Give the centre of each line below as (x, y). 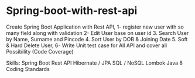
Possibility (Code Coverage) (40, 51)
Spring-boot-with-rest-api (72, 11)
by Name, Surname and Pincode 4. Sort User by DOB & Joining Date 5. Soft (97, 39)
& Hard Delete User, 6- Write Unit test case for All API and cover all (87, 45)
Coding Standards (28, 69)
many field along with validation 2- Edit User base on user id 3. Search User (97, 33)
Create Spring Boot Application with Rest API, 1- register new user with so (95, 27)
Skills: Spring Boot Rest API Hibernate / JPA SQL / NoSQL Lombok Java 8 (95, 63)
